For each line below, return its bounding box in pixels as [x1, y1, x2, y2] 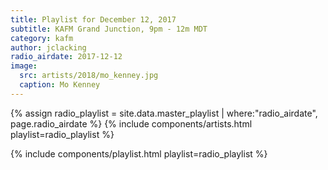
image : [10, 61, 38, 71]
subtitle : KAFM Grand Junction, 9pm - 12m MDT [10, 24, 208, 34]
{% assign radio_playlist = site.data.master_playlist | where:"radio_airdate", [10, 107, 318, 119]
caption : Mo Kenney [19, 80, 101, 90]
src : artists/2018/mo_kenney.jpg [19, 71, 159, 81]
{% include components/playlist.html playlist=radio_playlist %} [10, 147, 268, 160]
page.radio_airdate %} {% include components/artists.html [10, 117, 253, 130]
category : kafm [10, 33, 74, 43]
